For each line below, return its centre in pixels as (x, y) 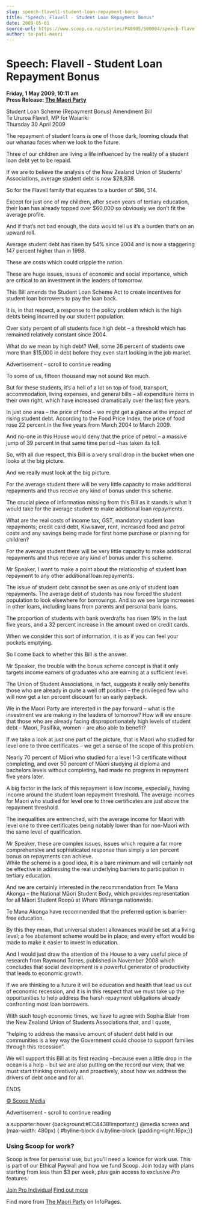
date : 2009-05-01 (28, 23)
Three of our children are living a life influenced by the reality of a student (97, 154)
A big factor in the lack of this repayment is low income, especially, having (98, 788)
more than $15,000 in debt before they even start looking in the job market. (99, 353)
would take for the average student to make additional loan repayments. (95, 509)
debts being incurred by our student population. (66, 317)
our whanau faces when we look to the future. (63, 143)
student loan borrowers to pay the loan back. (62, 299)
